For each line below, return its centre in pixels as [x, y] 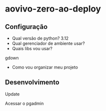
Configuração [26, 27]
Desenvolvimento [32, 82]
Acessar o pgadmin [24, 103]
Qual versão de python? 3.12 [40, 38]
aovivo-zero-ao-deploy [53, 9]
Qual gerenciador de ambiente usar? [48, 43]
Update [13, 94]
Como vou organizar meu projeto [45, 67]
